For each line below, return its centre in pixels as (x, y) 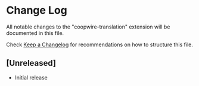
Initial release (31, 77)
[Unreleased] (31, 63)
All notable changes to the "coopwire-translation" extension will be (88, 27)
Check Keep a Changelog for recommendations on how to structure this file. (100, 44)
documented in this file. (35, 33)
